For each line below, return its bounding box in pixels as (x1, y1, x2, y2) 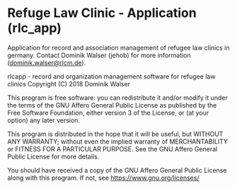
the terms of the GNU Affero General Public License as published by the (7, 101, 217, 109)
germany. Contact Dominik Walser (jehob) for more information (7, 51, 191, 59)
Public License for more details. (7, 152, 100, 161)
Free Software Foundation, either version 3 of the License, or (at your (7, 108, 209, 117)
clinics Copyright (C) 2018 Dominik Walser (7, 79, 131, 88)
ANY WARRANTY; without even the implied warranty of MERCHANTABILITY (7, 137, 229, 146)
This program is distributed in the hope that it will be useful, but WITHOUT (7, 130, 224, 138)
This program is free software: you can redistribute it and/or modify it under (7, 93, 228, 102)
